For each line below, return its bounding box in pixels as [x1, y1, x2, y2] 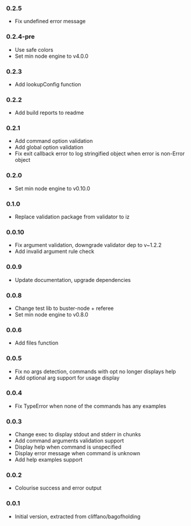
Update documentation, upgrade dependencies [14, 276, 131, 283]
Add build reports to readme [14, 109, 84, 117]
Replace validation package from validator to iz [14, 213, 130, 221]
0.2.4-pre [6, 33, 35, 41]
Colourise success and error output [14, 484, 102, 491]
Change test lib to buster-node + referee [14, 305, 114, 312]
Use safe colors [14, 46, 53, 53]
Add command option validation [14, 137, 93, 145]
